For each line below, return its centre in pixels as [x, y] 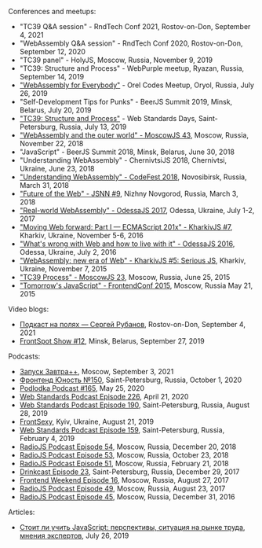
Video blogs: [29, 309]
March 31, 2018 [44, 185]
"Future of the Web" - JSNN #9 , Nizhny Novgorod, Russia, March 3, [129, 193]
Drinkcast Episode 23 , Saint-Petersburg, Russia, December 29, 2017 [129, 472]
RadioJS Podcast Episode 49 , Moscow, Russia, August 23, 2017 [122, 488]
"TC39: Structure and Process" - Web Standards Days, [108, 118]
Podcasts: [24, 356]
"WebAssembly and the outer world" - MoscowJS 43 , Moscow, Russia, [134, 135]
